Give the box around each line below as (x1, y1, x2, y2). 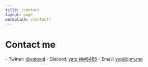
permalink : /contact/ (5, 17, 51, 22)
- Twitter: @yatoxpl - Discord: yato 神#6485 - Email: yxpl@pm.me (5, 56, 143, 62)
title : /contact (5, 7, 40, 13)
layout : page (5, 12, 33, 17)
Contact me (5, 39, 56, 50)
